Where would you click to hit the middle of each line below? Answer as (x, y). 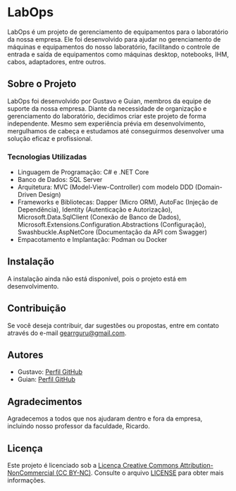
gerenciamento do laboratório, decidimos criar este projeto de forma (107, 116)
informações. (26, 480)
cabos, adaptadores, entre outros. (57, 61)
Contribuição (37, 309)
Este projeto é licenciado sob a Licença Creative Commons (93, 466)
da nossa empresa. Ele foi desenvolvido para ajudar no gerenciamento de (114, 39)
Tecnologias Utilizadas (47, 157)
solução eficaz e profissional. (50, 138)
